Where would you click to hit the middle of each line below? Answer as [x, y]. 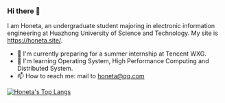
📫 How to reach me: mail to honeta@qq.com [81, 76]
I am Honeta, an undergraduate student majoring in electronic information [111, 26]
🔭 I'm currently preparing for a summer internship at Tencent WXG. [112, 54]
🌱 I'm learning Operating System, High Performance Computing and [113, 61]
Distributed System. [45, 69]
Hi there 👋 [24, 11]
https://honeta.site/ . [35, 41]
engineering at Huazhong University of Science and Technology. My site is [113, 33]
